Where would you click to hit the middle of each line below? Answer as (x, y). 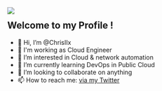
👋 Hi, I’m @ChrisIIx (44, 42)
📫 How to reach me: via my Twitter (68, 80)
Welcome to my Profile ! (60, 26)
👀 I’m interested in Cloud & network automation (86, 57)
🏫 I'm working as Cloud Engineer (65, 50)
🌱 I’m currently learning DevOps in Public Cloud (86, 64)
